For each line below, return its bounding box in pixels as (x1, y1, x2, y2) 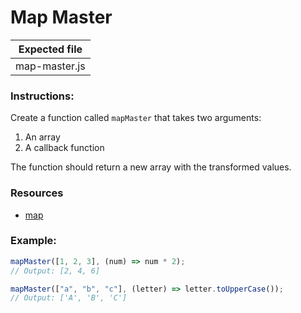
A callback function (24, 142, 105, 154)
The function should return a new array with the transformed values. (10, 161, 292, 173)
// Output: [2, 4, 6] (10, 266, 101, 276)
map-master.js (15, 59, 86, 73)
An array (24, 131, 61, 143)
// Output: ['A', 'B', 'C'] (10, 293, 128, 303)
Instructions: (10, 89, 75, 103)
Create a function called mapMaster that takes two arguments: (10, 112, 262, 124)
